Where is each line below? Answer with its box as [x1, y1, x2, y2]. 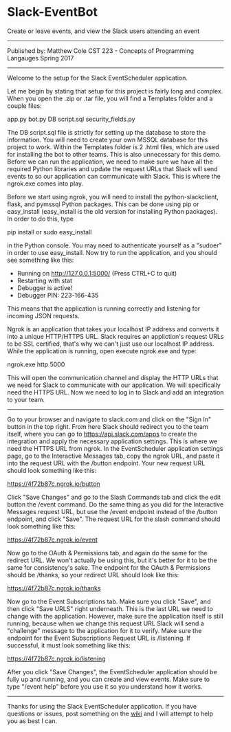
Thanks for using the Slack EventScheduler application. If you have [7, 702, 197, 710]
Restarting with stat [16, 276, 73, 285]
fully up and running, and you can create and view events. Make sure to [7, 675, 210, 683]
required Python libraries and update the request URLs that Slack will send [7, 164, 218, 173]
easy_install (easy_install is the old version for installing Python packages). [7, 207, 218, 215]
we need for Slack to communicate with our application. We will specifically [7, 381, 221, 389]
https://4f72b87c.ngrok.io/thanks [7, 584, 101, 592]
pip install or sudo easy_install [7, 228, 92, 236]
